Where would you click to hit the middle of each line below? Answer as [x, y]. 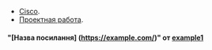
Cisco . [29, 11]
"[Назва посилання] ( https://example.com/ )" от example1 [106, 37]
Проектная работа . [51, 20]
